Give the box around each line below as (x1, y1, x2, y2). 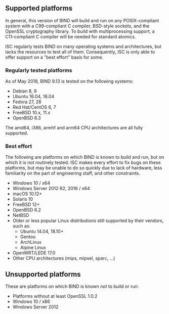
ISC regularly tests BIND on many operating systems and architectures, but (5, 43, 162, 50)
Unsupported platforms (5, 270, 81, 279)
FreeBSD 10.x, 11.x (12, 110, 51, 116)
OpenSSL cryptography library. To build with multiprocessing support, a (5, 28, 155, 34)
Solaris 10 (12, 196, 33, 202)
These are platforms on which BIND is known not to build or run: (5, 283, 139, 290)
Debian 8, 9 (12, 88, 37, 94)
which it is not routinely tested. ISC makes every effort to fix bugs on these (5, 159, 161, 166)
